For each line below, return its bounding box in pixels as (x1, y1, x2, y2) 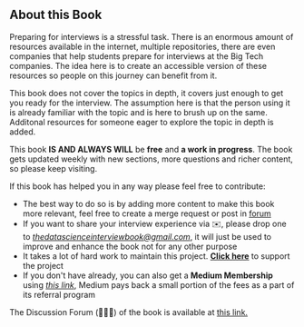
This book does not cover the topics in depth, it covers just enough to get (9, 87, 284, 98)
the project (22, 260, 64, 271)
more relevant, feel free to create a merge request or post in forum (22, 208, 272, 219)
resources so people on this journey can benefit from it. (9, 70, 218, 81)
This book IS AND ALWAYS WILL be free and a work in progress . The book (9, 144, 293, 154)
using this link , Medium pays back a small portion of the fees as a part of (22, 279, 295, 290)
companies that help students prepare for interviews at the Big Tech (9, 50, 264, 62)
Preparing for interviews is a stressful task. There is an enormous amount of (9, 31, 294, 42)
